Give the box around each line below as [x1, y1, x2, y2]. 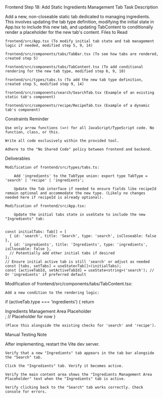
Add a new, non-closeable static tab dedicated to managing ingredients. [5, 14, 151, 19]
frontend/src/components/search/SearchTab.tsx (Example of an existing [5, 90, 154, 95]
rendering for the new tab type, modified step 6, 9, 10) [5, 69, 126, 74]
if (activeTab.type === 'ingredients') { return [5, 299, 94, 304]
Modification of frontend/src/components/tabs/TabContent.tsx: [5, 281, 133, 286]
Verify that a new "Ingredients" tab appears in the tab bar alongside [5, 350, 154, 355]
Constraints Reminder [5, 116, 49, 122]
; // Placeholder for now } [5, 314, 56, 319]
